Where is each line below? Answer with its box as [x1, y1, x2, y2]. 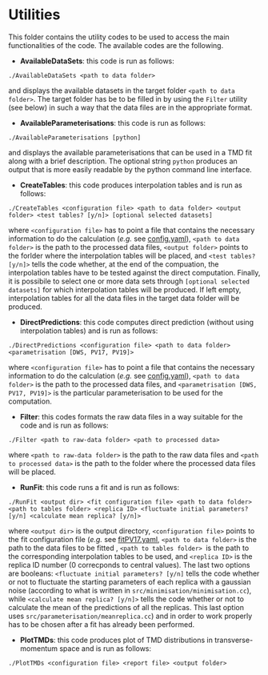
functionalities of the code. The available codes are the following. [8, 40, 224, 50]
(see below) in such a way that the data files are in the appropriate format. [8, 102, 253, 112]
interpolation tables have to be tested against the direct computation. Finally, [8, 267, 261, 277]
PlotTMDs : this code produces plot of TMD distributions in [19, 635, 214, 645]
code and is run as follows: [19, 420, 110, 430]
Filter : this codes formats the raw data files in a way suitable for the [19, 412, 243, 421]
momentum [19, 643, 58, 653]
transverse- [214, 635, 254, 645]
